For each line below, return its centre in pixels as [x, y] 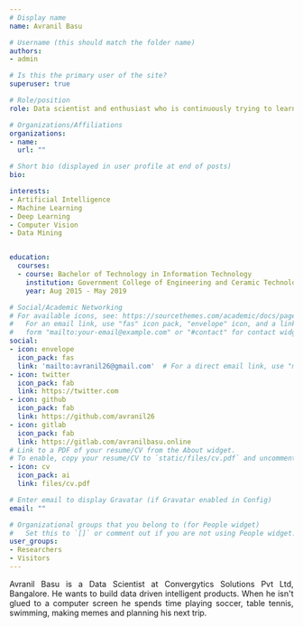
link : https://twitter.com [68, 391]
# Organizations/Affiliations [66, 125]
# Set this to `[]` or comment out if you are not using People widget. [153, 533]
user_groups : [34, 542]
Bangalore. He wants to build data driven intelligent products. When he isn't [151, 594]
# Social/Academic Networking [66, 307]
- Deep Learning [40, 216]
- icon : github [38, 400]
